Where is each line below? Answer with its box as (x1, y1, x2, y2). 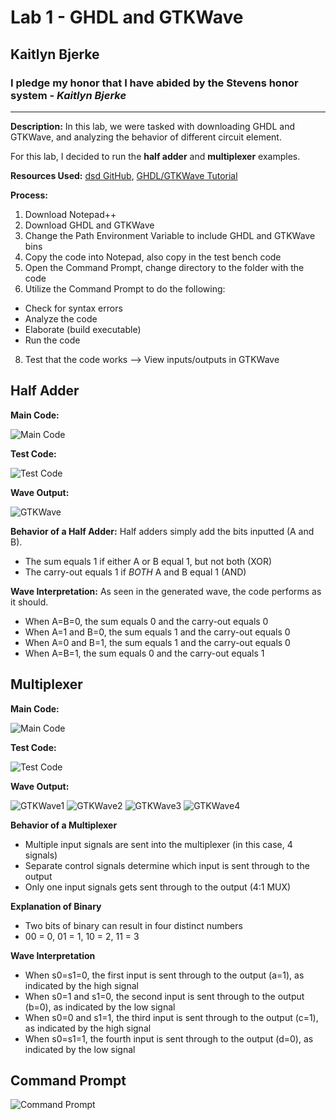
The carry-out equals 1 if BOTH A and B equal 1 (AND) (24, 566, 247, 578)
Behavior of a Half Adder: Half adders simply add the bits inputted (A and (10, 525, 315, 537)
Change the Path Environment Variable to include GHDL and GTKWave (24, 229, 316, 241)
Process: (10, 189, 48, 201)
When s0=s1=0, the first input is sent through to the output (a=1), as (24, 969, 305, 981)
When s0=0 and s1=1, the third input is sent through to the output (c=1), (24, 1011, 319, 1023)
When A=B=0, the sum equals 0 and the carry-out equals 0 (24, 615, 269, 627)
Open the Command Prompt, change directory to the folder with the (24, 261, 305, 273)
